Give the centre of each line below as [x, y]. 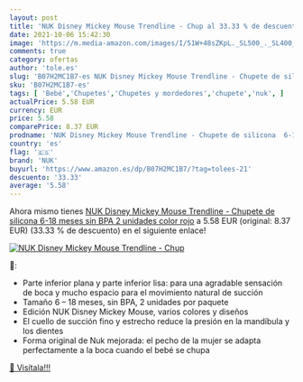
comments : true [38, 51]
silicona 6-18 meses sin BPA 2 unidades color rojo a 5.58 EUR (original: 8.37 [150, 221]
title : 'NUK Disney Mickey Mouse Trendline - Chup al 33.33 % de [134, 26]
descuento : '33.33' [46, 177]
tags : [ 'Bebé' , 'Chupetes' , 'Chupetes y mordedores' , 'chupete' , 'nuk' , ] [147, 93]
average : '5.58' [40, 186]
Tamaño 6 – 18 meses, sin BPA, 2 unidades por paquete [125, 303]
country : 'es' [36, 144]
